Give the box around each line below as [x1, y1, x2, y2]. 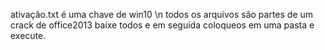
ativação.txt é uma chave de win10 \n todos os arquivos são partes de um [10, 9, 314, 20]
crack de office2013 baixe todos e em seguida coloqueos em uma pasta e [10, 19, 315, 31]
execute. [10, 30, 47, 41]
